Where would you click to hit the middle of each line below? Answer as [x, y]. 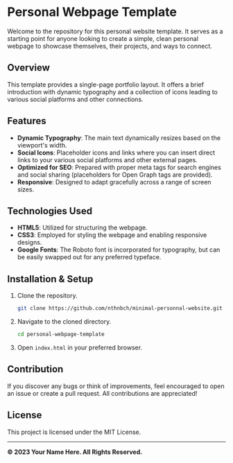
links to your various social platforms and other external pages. [107, 159]
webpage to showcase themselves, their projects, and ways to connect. [110, 46]
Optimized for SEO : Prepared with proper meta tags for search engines [119, 167]
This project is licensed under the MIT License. [74, 432]
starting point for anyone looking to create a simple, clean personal [103, 38]
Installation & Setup [50, 279]
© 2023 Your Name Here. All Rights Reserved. [75, 452]
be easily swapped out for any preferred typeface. [89, 257]
